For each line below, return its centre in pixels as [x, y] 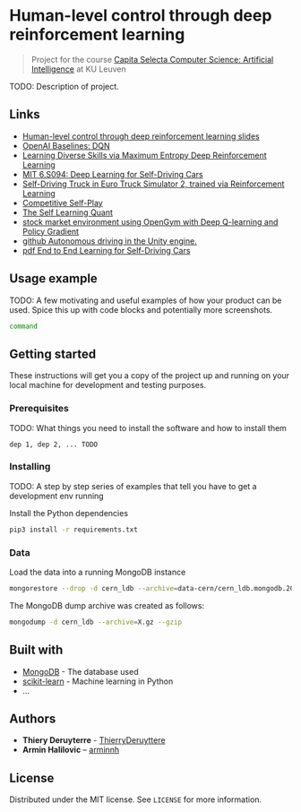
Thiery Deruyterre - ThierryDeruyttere [94, 740]
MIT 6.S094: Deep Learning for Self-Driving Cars [112, 174]
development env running [57, 496]
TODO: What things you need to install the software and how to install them [148, 428]
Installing [30, 467]
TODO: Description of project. [64, 86]
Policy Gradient [50, 231]
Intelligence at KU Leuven [79, 69]
